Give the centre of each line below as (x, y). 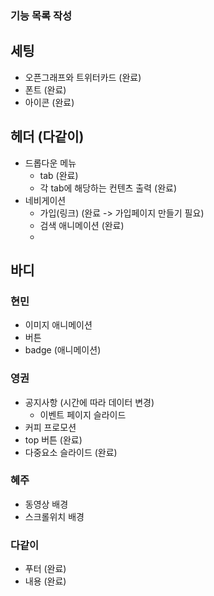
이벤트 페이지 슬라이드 (83, 414)
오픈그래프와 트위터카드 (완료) (83, 77)
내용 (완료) (45, 581)
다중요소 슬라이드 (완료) (71, 452)
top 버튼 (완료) (53, 439)
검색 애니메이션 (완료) (82, 225)
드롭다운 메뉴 (50, 163)
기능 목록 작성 (41, 15)
